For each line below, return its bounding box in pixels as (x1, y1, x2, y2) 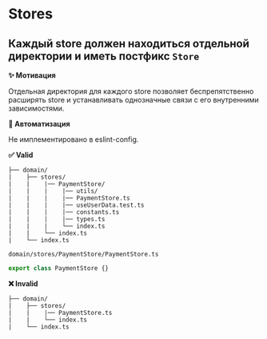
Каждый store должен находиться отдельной (8, 37, 250, 50)
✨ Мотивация (8, 71, 56, 80)
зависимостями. (8, 103, 65, 113)
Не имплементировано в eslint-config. (8, 135, 139, 144)
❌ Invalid (8, 278, 38, 289)
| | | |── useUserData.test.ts (8, 201, 145, 209)
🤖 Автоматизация (8, 119, 70, 128)
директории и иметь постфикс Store (8, 49, 200, 63)
